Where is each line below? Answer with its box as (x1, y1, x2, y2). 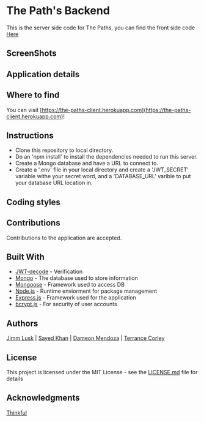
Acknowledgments (6, 393, 81, 403)
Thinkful (6, 409, 27, 416)
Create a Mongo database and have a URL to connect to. (15, 160, 159, 167)
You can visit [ (6, 106, 42, 113)
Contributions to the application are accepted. (6, 234, 122, 241)
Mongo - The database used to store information (15, 274, 139, 282)
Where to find (6, 90, 60, 100)
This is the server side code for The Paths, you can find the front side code (6, 24, 195, 31)
